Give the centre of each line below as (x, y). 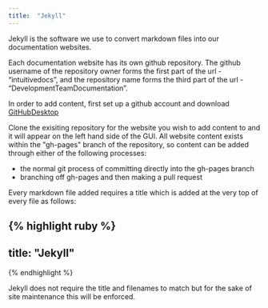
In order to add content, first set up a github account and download (119, 103)
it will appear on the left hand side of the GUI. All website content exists (126, 136)
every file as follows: (42, 201)
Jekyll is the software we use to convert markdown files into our (114, 38)
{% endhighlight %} (41, 272)
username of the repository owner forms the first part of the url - (115, 71)
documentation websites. (50, 47)
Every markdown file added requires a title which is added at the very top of (133, 192)
